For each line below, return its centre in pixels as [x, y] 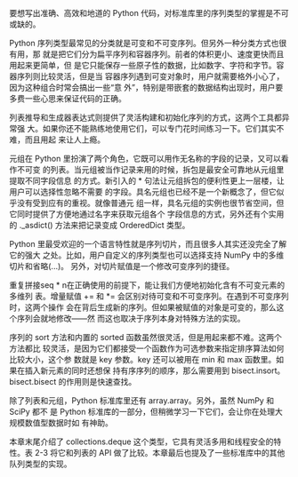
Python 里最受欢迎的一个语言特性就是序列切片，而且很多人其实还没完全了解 [148, 244]
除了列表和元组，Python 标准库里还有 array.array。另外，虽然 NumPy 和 [141, 401]
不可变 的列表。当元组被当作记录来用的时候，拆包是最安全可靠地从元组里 [150, 170]
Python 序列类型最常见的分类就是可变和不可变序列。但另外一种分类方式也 [144, 43]
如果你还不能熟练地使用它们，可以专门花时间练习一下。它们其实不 [163, 128]
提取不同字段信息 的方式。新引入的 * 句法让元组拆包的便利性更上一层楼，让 [147, 181]
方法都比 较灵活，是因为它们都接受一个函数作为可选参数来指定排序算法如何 [147, 348]
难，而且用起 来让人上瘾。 [57, 139]
